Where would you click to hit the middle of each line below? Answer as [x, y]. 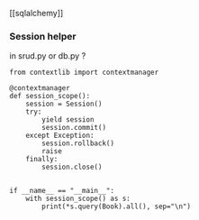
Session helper [43, 36]
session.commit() [74, 128]
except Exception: [60, 136]
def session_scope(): [50, 96]
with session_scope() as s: [78, 199]
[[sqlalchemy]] [36, 13]
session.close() [72, 167]
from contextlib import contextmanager [84, 73]
